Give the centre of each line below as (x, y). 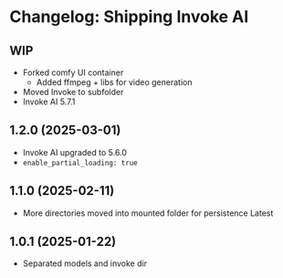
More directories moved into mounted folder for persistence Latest (148, 213)
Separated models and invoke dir (85, 263)
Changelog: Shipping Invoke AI (129, 17)
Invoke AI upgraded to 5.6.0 (75, 152)
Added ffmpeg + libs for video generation (114, 82)
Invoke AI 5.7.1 (49, 102)
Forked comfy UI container (73, 72)
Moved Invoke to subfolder (73, 92)
